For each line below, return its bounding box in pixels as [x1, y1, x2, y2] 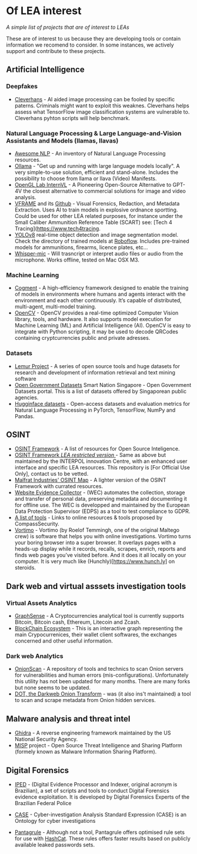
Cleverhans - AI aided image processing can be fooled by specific [14, 95, 175, 102]
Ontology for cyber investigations [14, 817, 96, 824]
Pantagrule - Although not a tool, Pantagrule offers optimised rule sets [14, 829, 185, 836]
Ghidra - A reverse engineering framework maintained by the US [14, 729, 171, 737]
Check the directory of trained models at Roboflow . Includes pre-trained [14, 237, 189, 244]
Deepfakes [6, 82, 38, 91]
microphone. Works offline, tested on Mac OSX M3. [14, 256, 140, 263]
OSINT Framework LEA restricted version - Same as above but [14, 452, 166, 459]
